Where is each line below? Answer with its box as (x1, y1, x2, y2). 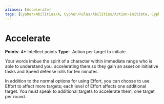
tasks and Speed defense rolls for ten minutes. (5, 69, 99, 75)
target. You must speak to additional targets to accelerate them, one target (5, 88, 155, 94)
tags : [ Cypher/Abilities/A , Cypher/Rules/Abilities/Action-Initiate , (5, 12, 150, 17)
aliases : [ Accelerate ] (5, 7, 51, 12)
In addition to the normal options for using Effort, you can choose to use (5, 78, 150, 84)
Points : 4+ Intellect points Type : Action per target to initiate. (5, 49, 127, 55)
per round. (5, 94, 26, 100)
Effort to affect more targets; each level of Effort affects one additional (5, 83, 146, 89)
